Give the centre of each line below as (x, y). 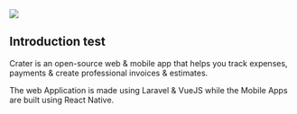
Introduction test (57, 42)
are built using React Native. (62, 100)
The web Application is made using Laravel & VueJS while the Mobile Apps (148, 90)
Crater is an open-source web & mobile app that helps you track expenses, (148, 63)
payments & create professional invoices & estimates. (109, 73)
